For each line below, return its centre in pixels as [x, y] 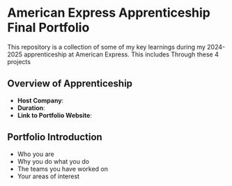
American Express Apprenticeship [109, 13]
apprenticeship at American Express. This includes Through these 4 [122, 54]
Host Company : [40, 100]
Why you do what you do [53, 161]
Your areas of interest [48, 176]
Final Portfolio [48, 28]
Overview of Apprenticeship [70, 84]
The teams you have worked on [63, 169]
